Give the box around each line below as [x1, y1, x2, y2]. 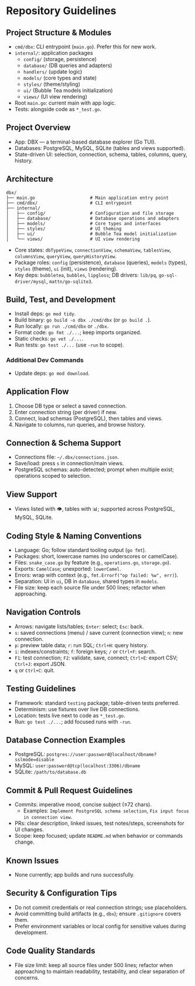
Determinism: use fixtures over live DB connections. [14, 705, 140, 712]
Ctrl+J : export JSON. [14, 660, 66, 667]
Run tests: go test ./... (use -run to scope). [14, 341, 124, 348]
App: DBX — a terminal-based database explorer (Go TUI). [14, 138, 156, 145]
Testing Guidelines [6, 684, 76, 694]
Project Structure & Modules [6, 28, 112, 38]
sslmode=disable [14, 757, 54, 763]
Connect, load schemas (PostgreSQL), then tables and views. [14, 415, 163, 422]
